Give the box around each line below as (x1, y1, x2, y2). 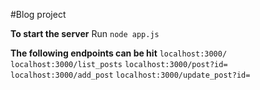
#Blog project (10, 9, 67, 20)
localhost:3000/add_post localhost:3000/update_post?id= (10, 70, 251, 80)
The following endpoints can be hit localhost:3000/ (10, 47, 228, 59)
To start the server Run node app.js (10, 28, 160, 39)
